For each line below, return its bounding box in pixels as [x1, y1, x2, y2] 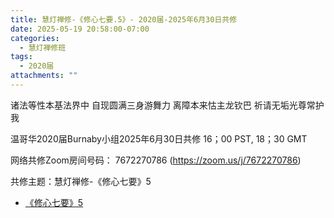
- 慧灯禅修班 [19, 42, 67, 53]
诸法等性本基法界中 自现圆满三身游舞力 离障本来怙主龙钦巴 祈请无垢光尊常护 [10, 99, 325, 111]
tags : [10, 52, 33, 62]
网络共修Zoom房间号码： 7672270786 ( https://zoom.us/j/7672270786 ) [10, 154, 302, 166]
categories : [10, 33, 60, 43]
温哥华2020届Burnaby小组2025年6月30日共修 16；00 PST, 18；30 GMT [10, 132, 308, 145]
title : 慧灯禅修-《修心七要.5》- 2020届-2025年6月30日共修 [10, 14, 238, 25]
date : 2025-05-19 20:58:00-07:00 [10, 24, 150, 34]
